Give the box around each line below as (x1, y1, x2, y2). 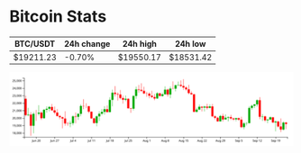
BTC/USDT (14, 39, 56, 49)
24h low (174, 39, 206, 49)
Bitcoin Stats (9, 6, 107, 27)
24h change (64, 39, 111, 49)
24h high (122, 39, 158, 49)
